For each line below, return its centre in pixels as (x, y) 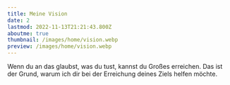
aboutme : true (28, 33)
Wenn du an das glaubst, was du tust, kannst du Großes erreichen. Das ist (115, 66)
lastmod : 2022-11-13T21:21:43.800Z (60, 27)
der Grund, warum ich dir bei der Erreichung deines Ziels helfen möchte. (112, 74)
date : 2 (19, 20)
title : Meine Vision (38, 14)
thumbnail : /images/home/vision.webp (63, 40)
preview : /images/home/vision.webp (60, 46)
